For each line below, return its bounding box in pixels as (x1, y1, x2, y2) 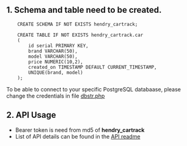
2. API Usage (6, 110, 56, 120)
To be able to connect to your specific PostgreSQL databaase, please (6, 85, 182, 93)
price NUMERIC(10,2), (28, 58, 84, 65)
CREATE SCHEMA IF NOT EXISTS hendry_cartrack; (17, 21, 138, 27)
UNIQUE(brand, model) (28, 69, 84, 75)
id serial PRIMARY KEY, (28, 42, 89, 48)
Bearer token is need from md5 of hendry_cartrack (15, 126, 145, 134)
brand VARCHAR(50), (28, 48, 78, 54)
